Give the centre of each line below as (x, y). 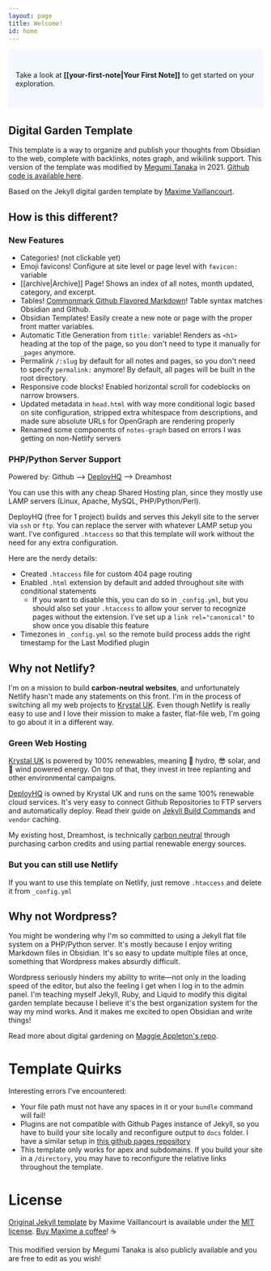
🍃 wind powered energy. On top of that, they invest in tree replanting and (129, 769)
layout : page (30, 16)
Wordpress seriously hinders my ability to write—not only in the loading (127, 977)
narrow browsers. (49, 395)
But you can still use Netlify (64, 865)
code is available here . (46, 176)
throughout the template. (61, 1167)
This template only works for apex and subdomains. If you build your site (141, 1150)
